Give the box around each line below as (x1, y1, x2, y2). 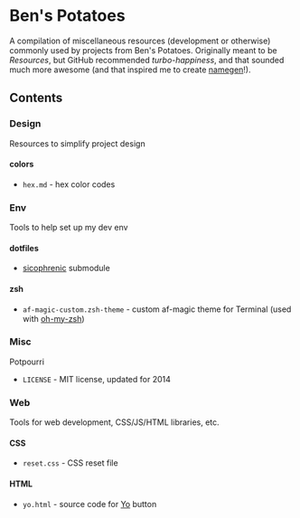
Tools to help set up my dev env (9, 222, 128, 233)
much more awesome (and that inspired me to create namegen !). (9, 64, 251, 75)
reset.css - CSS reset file (22, 457, 119, 468)
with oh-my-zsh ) (22, 313, 85, 324)
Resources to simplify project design (9, 137, 146, 149)
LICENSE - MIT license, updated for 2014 (22, 373, 172, 384)
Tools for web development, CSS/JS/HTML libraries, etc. (9, 417, 220, 428)
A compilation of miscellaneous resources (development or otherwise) (9, 35, 271, 46)
